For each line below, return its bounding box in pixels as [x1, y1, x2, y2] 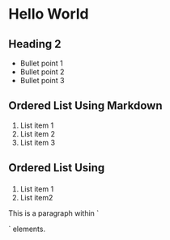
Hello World [8, 5, 89, 23]
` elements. [8, 224, 46, 234]
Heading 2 [8, 37, 62, 51]
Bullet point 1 [19, 58, 63, 68]
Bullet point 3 [19, 76, 65, 85]
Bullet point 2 [19, 67, 65, 77]
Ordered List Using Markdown [8, 99, 163, 113]
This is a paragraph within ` [8, 208, 100, 218]
